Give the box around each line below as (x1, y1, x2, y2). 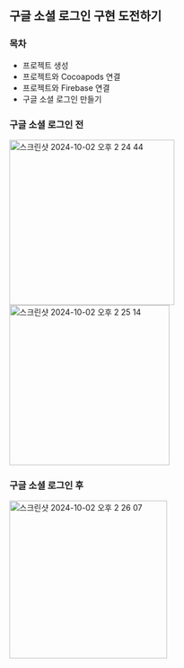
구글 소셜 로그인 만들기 (22, 94, 102, 104)
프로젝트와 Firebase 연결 (22, 82, 110, 93)
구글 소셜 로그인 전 (9, 118, 84, 130)
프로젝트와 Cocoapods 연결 (22, 71, 121, 82)
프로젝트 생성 (22, 59, 69, 70)
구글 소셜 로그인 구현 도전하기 (9, 8, 162, 24)
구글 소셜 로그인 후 (9, 479, 84, 492)
